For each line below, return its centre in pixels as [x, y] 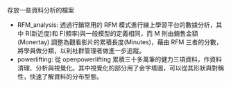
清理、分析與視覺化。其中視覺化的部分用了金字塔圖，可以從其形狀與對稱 [120, 68]
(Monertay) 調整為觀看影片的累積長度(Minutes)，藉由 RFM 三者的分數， [120, 42]
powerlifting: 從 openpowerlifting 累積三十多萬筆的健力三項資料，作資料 [119, 59]
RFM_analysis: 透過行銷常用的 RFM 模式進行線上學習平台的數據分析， [117, 25]
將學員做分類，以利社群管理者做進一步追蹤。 [81, 51]
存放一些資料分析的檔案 [41, 10]
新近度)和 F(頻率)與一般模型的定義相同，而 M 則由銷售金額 [114, 33]
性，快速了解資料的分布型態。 [60, 77]
